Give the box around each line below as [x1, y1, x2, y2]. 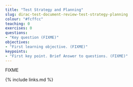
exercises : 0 [5, 26, 32, 31]
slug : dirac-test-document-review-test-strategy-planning [5, 12, 128, 17]
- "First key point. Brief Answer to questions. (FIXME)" [5, 53, 128, 59]
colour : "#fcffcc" [5, 16, 43, 21]
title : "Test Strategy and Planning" [5, 7, 84, 12]
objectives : [5, 40, 30, 45]
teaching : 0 [5, 21, 30, 26]
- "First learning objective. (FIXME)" [5, 44, 88, 49]
